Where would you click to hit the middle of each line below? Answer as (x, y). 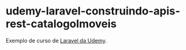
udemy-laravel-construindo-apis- (93, 11)
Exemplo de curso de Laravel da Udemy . (56, 40)
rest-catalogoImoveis (61, 24)
